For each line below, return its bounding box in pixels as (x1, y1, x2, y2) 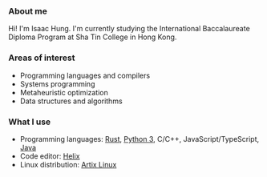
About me (8, 6, 48, 17)
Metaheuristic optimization (19, 87, 108, 97)
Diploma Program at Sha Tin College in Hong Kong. (8, 32, 177, 42)
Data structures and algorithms (19, 96, 123, 106)
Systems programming (19, 78, 95, 89)
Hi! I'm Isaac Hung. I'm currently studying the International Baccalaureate (8, 24, 250, 34)
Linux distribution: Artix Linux (19, 159, 117, 169)
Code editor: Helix (19, 151, 80, 161)
